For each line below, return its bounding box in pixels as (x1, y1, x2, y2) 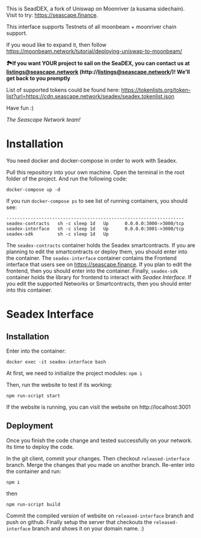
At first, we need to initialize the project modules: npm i (6, 369, 143, 377)
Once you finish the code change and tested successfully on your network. (6, 436, 193, 444)
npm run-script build (6, 501, 61, 507)
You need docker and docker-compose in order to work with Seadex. (6, 156, 178, 164)
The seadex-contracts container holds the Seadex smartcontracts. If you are (6, 241, 196, 249)
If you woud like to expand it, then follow (6, 42, 107, 48)
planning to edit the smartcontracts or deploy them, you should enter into (6, 248, 188, 255)
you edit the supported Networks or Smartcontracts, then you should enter (6, 280, 192, 287)
